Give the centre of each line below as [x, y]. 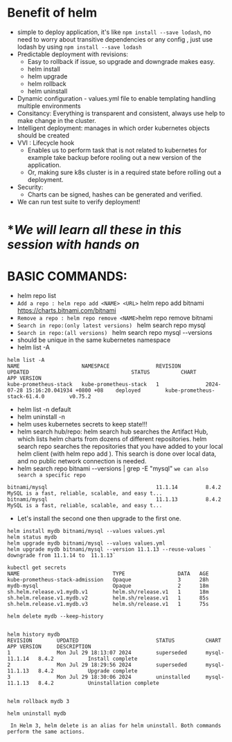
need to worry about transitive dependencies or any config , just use [115, 39]
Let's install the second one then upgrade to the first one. [99, 518]
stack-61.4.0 [26, 397]
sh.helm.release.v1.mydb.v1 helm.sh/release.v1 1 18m [108, 592]
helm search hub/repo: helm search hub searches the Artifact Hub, [113, 431]
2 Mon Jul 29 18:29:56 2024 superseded [97, 665]
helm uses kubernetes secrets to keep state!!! [82, 424]
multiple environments [49, 106]
